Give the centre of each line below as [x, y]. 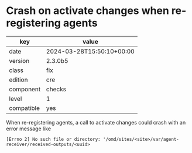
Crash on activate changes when [88, 11]
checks [56, 89]
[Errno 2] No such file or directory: [53, 139]
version [19, 61]
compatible [24, 108]
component [25, 89]
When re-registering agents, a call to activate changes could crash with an [96, 122]
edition [18, 80]
